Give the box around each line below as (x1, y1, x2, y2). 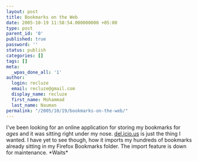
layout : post (6, 8, 38, 15)
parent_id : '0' (6, 31, 44, 37)
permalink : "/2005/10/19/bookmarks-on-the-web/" (6, 108, 128, 114)
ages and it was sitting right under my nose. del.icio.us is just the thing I (6, 130, 181, 137)
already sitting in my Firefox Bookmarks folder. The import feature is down (6, 143, 187, 150)
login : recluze (11, 80, 49, 86)
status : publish (6, 47, 46, 53)
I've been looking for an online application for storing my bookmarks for (6, 124, 181, 131)
